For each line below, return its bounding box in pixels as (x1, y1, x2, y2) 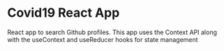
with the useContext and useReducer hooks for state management (7, 35, 198, 43)
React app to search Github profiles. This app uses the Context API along (7, 28, 218, 36)
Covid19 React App (7, 5, 120, 21)
